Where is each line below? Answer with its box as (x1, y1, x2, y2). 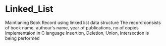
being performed (5, 35, 40, 41)
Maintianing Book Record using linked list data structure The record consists (5, 20, 161, 25)
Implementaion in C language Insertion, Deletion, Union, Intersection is (5, 30, 149, 36)
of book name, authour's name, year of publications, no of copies (5, 24, 139, 30)
